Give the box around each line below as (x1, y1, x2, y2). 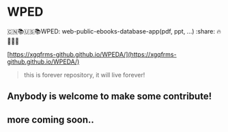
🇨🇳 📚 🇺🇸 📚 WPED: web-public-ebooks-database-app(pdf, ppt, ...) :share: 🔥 (7, 27, 222, 35)
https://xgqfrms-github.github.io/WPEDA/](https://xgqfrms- (9, 50, 177, 58)
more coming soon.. (7, 114, 94, 125)
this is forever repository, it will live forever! (23, 70, 145, 79)
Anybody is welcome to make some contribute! (7, 90, 212, 103)
